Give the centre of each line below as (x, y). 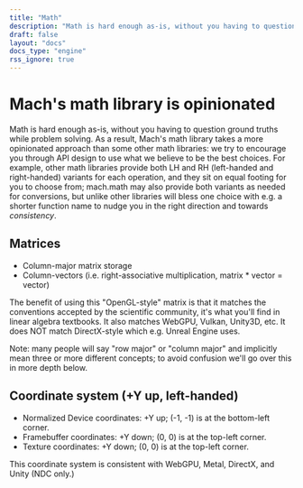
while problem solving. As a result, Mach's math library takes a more (137, 138)
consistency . (33, 215)
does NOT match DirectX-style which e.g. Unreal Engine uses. (125, 331)
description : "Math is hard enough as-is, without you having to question (153, 26)
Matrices (35, 244)
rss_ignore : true (42, 60)
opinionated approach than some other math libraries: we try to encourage (148, 148)
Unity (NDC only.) (42, 474)
